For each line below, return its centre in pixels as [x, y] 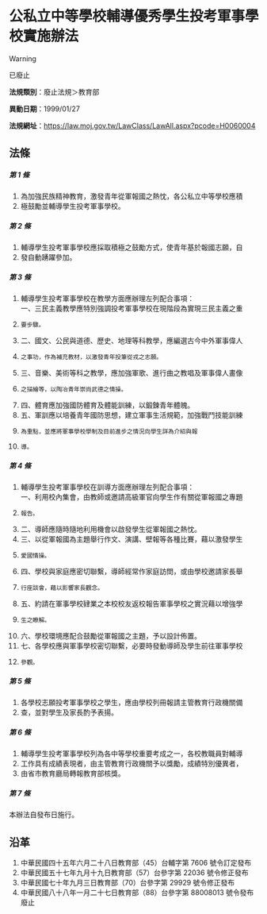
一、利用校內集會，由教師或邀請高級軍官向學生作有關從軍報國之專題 [132, 497]
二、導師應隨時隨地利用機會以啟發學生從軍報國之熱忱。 [111, 530]
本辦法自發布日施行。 [44, 815]
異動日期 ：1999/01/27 [44, 109]
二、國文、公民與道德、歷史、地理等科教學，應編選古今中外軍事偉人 [132, 341]
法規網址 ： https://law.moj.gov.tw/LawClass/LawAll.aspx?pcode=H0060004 [132, 125]
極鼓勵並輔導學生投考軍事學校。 [72, 206]
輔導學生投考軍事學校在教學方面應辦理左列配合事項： [107, 299]
